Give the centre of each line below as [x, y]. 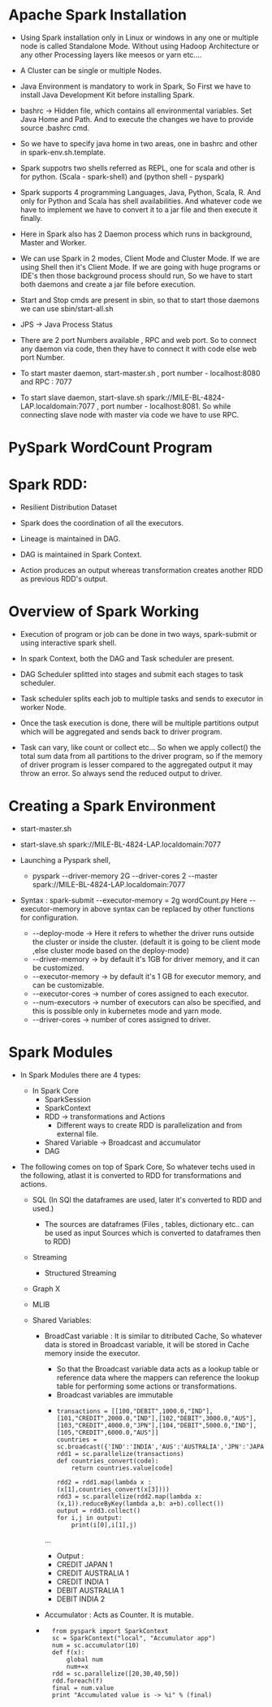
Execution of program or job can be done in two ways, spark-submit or [138, 634]
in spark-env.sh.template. [63, 152]
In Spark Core [56, 1090]
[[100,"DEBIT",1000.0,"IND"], [162, 1411]
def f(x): [68, 1652]
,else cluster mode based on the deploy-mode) [110, 950]
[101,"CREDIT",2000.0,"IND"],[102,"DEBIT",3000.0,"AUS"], [157, 1418]
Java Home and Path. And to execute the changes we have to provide [137, 119]
